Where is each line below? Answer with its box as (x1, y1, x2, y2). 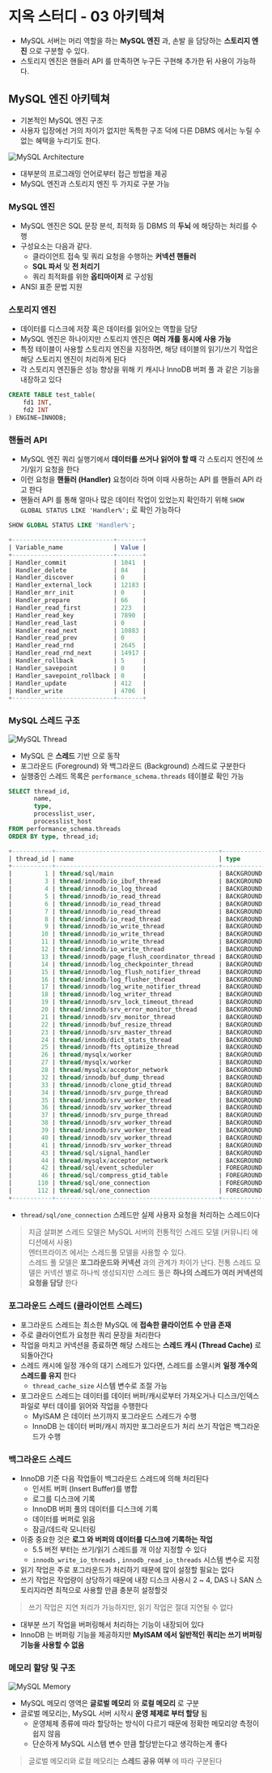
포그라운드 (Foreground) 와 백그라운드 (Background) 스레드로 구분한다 (19, 760, 246, 771)
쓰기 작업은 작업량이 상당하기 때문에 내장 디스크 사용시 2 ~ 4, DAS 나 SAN (19, 1575, 254, 1585)
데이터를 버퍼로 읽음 (32, 1514, 96, 1524)
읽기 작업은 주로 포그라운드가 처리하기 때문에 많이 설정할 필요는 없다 (19, 1565, 235, 1575)
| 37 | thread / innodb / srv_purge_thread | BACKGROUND (8, 1111, 263, 1120)
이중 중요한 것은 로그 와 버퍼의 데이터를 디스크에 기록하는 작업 (19, 1534, 213, 1544)
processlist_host (33, 817, 92, 826)
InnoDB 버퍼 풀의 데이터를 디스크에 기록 (32, 1504, 159, 1514)
